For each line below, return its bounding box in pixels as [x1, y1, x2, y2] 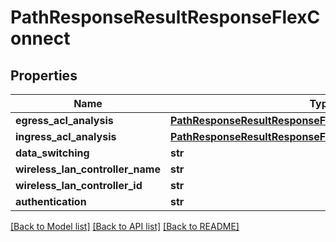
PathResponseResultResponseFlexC [10, 6, 321, 29]
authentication [15, 195, 87, 208]
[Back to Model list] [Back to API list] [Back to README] [10, 221, 240, 232]
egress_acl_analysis [15, 114, 114, 127]
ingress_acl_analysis [15, 130, 117, 143]
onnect [10, 27, 71, 50]
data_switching [15, 146, 90, 160]
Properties [10, 67, 78, 84]
